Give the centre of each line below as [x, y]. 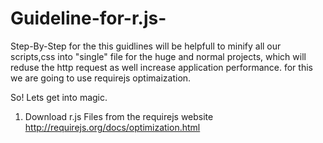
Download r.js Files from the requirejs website [119, 116]
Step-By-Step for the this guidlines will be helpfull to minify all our [146, 46]
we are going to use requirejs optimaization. [101, 78]
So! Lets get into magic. [59, 97]
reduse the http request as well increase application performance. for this [161, 67]
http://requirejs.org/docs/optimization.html [112, 127]
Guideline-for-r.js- [88, 18]
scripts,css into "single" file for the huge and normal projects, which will [158, 56]
